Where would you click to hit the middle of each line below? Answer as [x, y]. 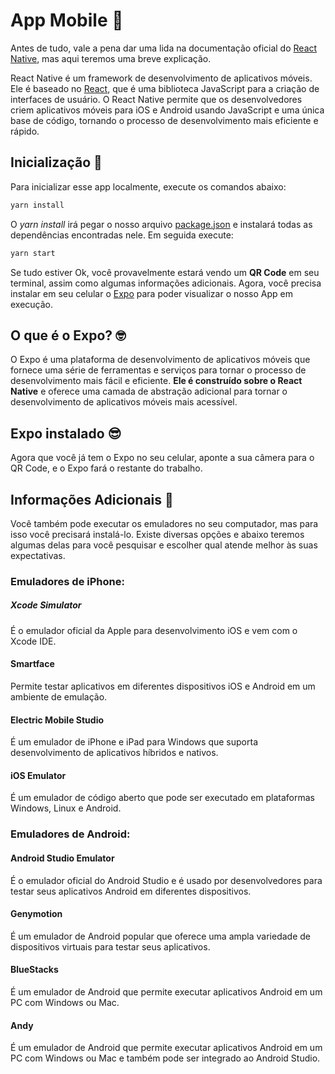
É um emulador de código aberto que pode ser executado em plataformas [163, 798]
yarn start [33, 253]
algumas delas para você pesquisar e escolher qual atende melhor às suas [164, 545]
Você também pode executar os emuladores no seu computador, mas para [164, 523]
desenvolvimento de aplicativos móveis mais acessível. [124, 402]
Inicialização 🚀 [56, 162]
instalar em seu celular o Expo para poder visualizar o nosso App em [151, 293]
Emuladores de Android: [70, 834]
